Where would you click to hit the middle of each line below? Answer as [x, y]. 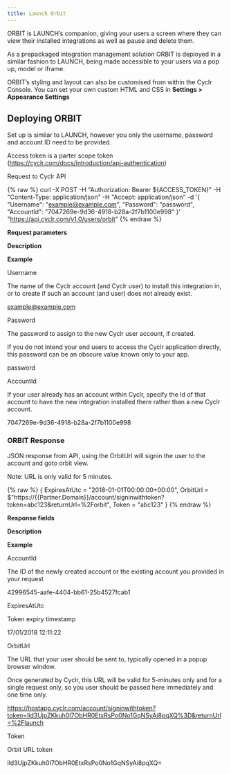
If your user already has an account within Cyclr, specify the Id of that [107, 395]
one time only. [27, 695]
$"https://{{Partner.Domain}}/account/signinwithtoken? [86, 497]
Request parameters [37, 233]
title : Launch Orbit [37, 13]
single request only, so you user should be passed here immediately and [110, 687]
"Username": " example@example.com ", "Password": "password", [101, 205]
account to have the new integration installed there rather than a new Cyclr [114, 402]
